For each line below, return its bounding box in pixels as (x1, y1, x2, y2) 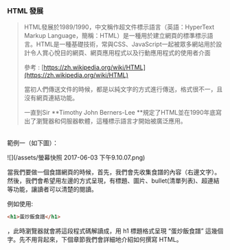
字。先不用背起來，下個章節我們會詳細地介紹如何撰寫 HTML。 (7, 236, 183, 244)
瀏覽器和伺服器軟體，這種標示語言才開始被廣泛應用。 (36, 117, 187, 125)
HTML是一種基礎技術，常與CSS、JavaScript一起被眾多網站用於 (36, 40, 216, 49)
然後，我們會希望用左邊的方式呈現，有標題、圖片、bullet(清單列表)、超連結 (7, 177, 220, 185)
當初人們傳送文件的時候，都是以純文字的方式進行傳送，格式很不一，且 (23, 85, 223, 93)
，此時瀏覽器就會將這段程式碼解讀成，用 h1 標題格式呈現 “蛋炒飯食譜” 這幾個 (7, 227, 224, 235)
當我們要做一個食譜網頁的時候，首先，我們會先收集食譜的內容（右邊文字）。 (7, 168, 221, 177)
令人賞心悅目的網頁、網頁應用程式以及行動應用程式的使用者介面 (30, 49, 211, 57)
